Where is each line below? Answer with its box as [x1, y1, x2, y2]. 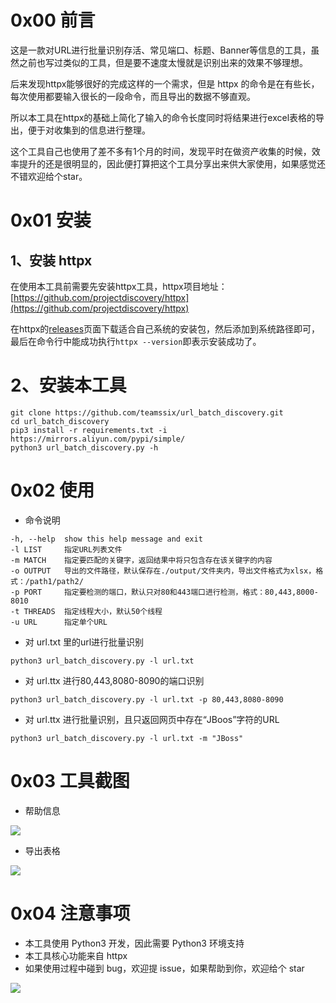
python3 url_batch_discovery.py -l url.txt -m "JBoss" [10, 733, 244, 743]
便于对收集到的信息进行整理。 [27, 124, 151, 136]
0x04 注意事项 [10, 902, 131, 925]
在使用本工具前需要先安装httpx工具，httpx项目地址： [10, 280, 228, 292]
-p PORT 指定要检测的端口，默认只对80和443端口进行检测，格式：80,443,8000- [10, 587, 319, 597]
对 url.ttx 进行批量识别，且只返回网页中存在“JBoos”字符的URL [24, 713, 280, 725]
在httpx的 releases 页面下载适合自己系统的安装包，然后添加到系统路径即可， [10, 322, 321, 335]
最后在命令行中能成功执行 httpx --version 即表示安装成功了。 [10, 335, 262, 347]
